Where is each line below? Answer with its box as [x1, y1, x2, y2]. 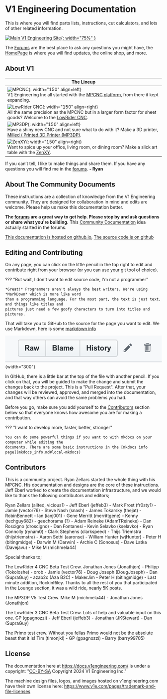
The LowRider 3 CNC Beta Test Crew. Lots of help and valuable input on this [5, 609, 162, 615]
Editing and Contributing [5, 248, 83, 257]
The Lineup [71, 79, 96, 85]
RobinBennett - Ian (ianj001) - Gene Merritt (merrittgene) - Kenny [5, 513, 138, 519]
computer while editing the [5, 440, 64, 445]
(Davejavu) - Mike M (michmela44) [5, 544, 77, 550]
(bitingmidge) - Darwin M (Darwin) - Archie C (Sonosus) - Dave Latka [5, 539, 147, 545]
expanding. [7, 97, 30, 103]
